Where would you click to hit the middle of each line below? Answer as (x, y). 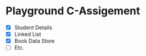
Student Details (33, 27)
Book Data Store (34, 41)
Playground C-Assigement (73, 11)
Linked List (28, 34)
